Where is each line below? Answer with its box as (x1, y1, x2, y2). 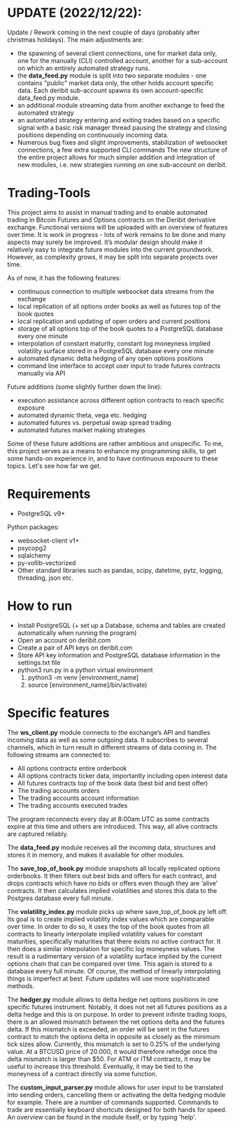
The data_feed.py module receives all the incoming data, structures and (7, 843, 216, 851)
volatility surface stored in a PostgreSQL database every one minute (17, 346, 214, 355)
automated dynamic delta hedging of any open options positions (17, 354, 204, 362)
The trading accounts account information (17, 794, 139, 802)
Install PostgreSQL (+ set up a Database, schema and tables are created (17, 621, 226, 629)
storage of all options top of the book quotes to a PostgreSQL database (17, 324, 223, 333)
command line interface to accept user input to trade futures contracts (17, 362, 221, 370)
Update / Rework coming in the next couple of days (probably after (7, 28, 200, 36)
